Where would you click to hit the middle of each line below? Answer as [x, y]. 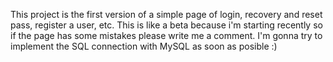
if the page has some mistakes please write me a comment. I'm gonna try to [166, 35]
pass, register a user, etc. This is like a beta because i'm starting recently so [166, 25]
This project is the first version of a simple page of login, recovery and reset [166, 14]
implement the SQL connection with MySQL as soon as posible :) [144, 46]
